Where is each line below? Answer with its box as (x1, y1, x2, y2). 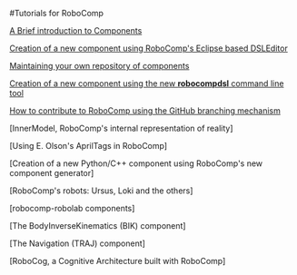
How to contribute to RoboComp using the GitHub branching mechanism (9, 105, 282, 116)
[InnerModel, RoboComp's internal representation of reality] (9, 123, 233, 133)
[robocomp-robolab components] (9, 203, 135, 213)
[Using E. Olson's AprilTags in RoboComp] (9, 141, 168, 151)
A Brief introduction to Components (9, 25, 143, 35)
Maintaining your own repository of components (9, 61, 190, 71)
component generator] (9, 168, 94, 178)
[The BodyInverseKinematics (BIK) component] (9, 221, 186, 231)
